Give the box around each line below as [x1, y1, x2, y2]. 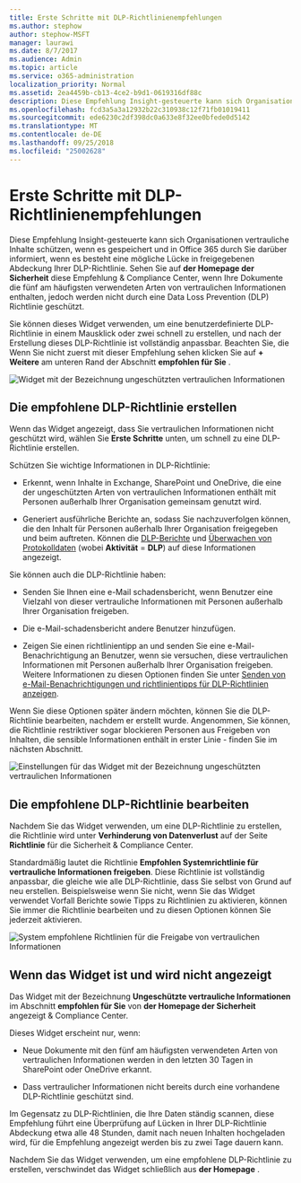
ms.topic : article [9, 64, 78, 73]
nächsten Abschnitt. [9, 744, 83, 755]
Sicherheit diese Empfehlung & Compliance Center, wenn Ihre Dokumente [9, 272, 284, 283]
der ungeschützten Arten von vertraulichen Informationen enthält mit [21, 486, 277, 498]
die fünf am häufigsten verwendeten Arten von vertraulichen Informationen [9, 282, 287, 293]
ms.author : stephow [9, 22, 82, 31]
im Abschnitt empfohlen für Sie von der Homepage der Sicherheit [9, 1001, 256, 1011]
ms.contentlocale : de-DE [9, 130, 102, 139]
